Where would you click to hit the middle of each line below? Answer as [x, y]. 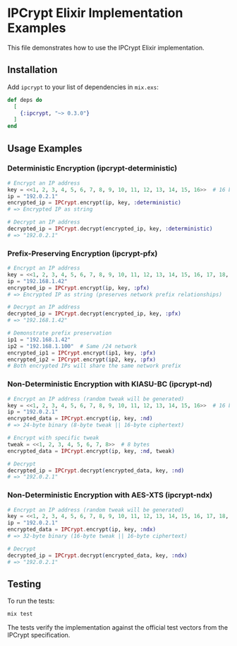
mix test [20, 614]
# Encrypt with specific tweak [53, 438]
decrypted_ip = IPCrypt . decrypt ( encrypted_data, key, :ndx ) [98, 555]
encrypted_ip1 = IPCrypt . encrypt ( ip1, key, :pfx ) [82, 353]
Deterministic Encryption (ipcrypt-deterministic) [92, 168]
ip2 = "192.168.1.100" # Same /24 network [72, 346]
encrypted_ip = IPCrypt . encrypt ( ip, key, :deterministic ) [94, 203]
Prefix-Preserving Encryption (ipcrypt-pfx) [83, 253]
